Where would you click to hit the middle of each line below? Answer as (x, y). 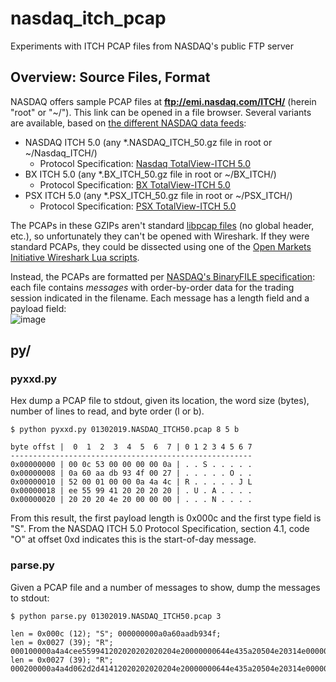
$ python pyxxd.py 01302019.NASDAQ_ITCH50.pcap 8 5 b (125, 430)
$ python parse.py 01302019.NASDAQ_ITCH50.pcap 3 (116, 616)
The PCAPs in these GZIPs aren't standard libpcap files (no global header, (162, 225)
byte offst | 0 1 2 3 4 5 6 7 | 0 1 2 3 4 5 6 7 (131, 447)
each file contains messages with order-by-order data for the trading (152, 287)
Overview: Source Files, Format (110, 77)
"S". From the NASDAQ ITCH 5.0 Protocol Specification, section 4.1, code (160, 529)
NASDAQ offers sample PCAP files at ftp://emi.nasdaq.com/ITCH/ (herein (163, 101)
